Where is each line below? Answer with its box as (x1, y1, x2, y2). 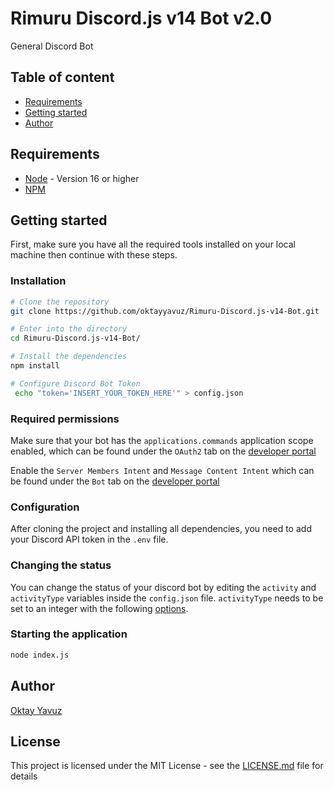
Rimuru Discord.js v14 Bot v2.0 (10, 7, 273, 30)
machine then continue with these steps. (10, 249, 178, 261)
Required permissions (10, 412, 120, 426)
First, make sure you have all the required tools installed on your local (10, 238, 297, 251)
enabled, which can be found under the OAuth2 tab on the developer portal (10, 445, 317, 457)
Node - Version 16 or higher (24, 172, 140, 184)
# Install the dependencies (10, 352, 128, 362)
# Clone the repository (10, 297, 110, 307)
